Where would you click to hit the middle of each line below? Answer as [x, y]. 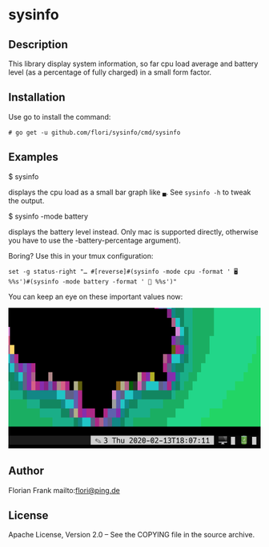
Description [38, 45]
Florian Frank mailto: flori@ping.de [64, 490]
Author [26, 471]
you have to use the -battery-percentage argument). [95, 240]
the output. [26, 200]
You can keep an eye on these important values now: [96, 296]
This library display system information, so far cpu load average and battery [133, 63]
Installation [37, 98]
